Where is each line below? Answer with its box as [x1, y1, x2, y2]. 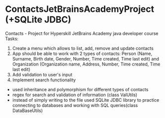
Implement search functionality [12, 77, 76, 83]
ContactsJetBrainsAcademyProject [5, 3, 155, 15]
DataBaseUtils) [12, 108, 43, 114]
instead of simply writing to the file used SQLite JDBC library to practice [12, 97, 160, 103]
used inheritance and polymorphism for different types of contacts [12, 86, 149, 92]
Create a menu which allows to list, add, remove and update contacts [12, 45, 154, 51]
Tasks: [5, 36, 19, 42]
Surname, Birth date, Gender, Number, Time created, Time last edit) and [12, 56, 160, 61]
